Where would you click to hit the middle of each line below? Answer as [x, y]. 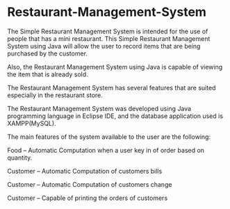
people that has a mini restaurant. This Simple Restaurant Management [109, 38]
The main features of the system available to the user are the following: [109, 137]
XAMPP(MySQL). [32, 123]
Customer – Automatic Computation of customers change [90, 184]
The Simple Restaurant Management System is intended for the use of [108, 31]
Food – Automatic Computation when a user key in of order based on [106, 150]
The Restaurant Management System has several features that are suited [112, 87]
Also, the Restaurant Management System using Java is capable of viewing [115, 67]
